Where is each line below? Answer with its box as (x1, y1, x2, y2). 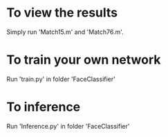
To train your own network (6, 52, 161, 68)
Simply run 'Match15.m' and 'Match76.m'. (6, 28, 124, 36)
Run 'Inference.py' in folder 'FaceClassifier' (6, 122, 130, 130)
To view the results (6, 5, 118, 21)
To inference (6, 99, 81, 115)
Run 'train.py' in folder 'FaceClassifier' (6, 75, 115, 83)
